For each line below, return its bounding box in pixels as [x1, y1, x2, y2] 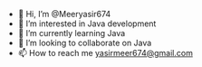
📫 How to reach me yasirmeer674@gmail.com [17, 48, 193, 58]
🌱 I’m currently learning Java [17, 28, 126, 38]
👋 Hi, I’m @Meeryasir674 [17, 9, 111, 19]
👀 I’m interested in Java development [17, 18, 157, 29]
